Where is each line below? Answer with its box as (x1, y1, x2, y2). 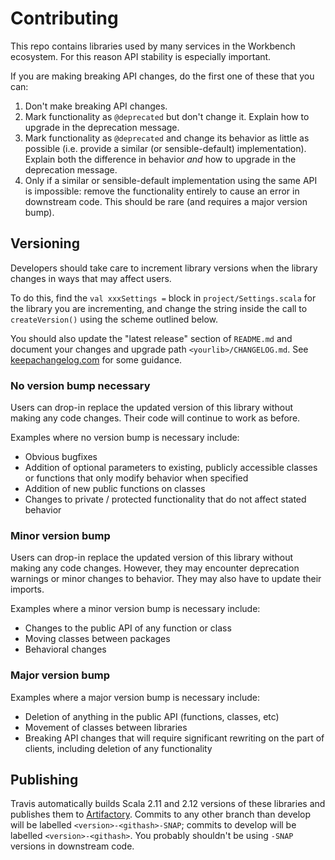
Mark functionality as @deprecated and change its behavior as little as (24, 132, 310, 144)
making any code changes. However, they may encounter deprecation (10, 562, 300, 574)
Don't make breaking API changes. (24, 100, 168, 112)
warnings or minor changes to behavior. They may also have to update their (10, 573, 322, 585)
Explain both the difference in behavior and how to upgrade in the (24, 153, 297, 165)
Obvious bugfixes (24, 451, 98, 463)
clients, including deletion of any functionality (24, 742, 213, 754)
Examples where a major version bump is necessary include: (10, 691, 260, 703)
